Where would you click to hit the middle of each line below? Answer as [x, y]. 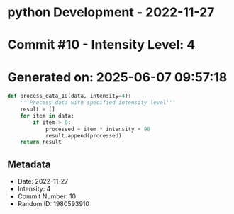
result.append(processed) [83, 135]
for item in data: [47, 116]
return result [41, 142]
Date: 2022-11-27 [43, 181]
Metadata [29, 164]
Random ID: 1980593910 [54, 204]
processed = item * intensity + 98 [98, 129]
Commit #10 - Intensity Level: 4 [101, 45]
